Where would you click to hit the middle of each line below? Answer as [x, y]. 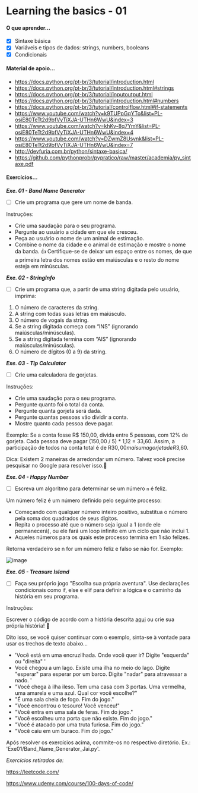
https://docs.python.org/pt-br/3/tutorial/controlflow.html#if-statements [101, 107]
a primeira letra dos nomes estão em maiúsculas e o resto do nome [97, 260]
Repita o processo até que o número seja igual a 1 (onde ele [88, 525]
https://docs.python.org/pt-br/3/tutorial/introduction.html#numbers [97, 101]
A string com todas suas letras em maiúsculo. [70, 314]
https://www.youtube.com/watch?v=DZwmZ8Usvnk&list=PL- [89, 139]
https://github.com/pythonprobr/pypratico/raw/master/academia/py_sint [103, 157]
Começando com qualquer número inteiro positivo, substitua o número [101, 512]
